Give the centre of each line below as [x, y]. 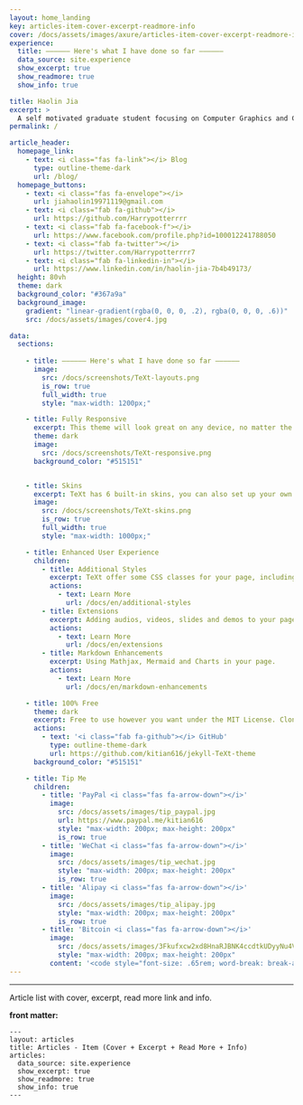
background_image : [52, 302]
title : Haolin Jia [44, 101]
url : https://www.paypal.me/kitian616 [130, 820]
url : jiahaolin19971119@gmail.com [98, 202]
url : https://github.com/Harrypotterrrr [110, 219]
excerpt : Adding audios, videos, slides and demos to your [163, 619]
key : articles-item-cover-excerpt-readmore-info [102, 26]
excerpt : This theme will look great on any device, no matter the [163, 428]
